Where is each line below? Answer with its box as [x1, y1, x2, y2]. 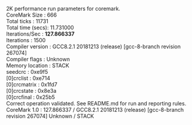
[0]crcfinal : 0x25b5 [6, 93, 55, 101]
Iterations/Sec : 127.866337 [6, 30, 75, 37]
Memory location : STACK [6, 62, 70, 69]
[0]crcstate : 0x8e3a [6, 87, 57, 94]
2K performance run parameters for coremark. [6, 5, 120, 12]
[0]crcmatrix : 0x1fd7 [6, 81, 58, 88]
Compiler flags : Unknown [6, 56, 70, 62]
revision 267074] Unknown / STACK [6, 112, 94, 120]
